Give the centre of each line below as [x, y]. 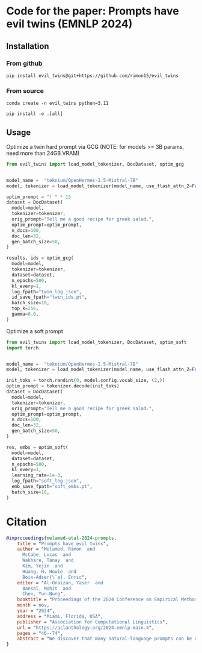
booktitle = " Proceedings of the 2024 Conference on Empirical [98, 600]
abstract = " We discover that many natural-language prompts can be [105, 639]
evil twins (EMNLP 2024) [69, 24]
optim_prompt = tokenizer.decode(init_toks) [63, 386]
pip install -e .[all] [35, 114]
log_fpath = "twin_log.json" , [47, 292]
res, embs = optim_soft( [37, 447]
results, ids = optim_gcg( [40, 258]
